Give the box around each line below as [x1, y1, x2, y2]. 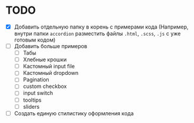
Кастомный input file [23, 63, 75, 70]
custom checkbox [23, 83, 67, 90]
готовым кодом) [14, 36, 56, 43]
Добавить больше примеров [14, 43, 87, 49]
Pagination [23, 76, 50, 83]
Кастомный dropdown [23, 70, 79, 77]
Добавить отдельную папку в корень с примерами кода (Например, [14, 23, 189, 30]
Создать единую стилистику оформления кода [14, 109, 134, 116]
